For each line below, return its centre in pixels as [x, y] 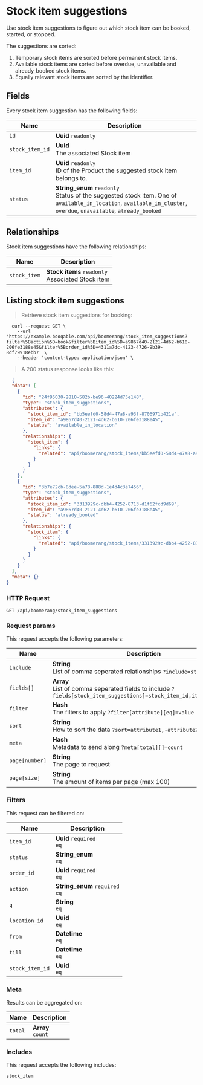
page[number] [28, 761]
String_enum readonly [87, 187]
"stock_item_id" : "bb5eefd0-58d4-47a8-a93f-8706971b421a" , [104, 414]
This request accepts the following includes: [61, 1065]
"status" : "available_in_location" [73, 425]
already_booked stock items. [50, 70]
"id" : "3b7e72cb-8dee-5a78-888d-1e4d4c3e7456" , [83, 487]
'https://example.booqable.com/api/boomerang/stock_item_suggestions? [97, 337]
